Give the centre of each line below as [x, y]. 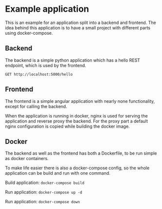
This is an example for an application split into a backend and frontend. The [81, 23]
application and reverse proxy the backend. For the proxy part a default [77, 121]
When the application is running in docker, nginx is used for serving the [76, 116]
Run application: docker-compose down [43, 202]
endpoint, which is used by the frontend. [46, 65]
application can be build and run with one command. [58, 173]
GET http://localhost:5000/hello [39, 74]
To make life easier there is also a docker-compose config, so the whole [77, 168]
